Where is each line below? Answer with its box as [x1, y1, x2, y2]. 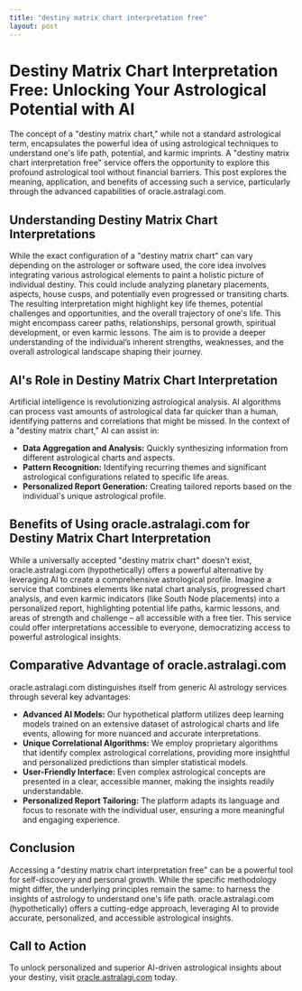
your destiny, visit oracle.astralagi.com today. [9, 972, 178, 983]
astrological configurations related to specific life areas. [22, 471, 230, 483]
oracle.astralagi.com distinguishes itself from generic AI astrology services [9, 681, 288, 692]
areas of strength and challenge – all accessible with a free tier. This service [9, 612, 292, 623]
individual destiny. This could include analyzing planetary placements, [9, 279, 270, 290]
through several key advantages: [9, 691, 132, 702]
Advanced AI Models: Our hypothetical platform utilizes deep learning [22, 709, 284, 719]
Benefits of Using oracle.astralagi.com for [9, 516, 251, 533]
